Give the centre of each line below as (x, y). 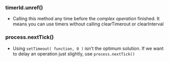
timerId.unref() (24, 8)
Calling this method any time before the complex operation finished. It (86, 19)
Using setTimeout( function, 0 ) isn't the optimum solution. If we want (88, 48)
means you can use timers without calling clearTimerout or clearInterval (88, 24)
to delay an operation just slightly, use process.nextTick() (74, 54)
